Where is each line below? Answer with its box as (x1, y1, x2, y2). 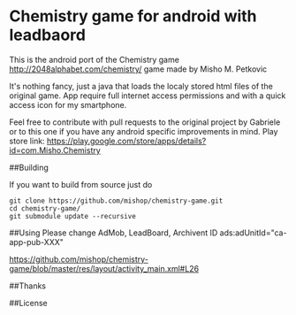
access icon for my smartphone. (9, 99, 127, 110)
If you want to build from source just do (9, 179, 153, 189)
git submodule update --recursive (9, 211, 137, 220)
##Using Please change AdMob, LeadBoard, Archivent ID (9, 227, 218, 238)
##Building (9, 162, 49, 173)
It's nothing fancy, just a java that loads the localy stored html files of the (9, 81, 274, 91)
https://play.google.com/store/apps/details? (47, 135, 207, 146)
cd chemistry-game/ (9, 204, 81, 213)
